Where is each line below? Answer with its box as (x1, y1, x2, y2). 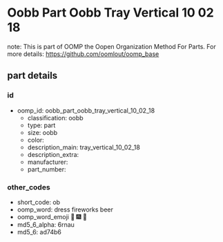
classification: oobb (27, 113, 84, 122)
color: (27, 136, 45, 144)
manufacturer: (27, 158, 68, 166)
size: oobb (27, 128, 57, 136)
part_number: (27, 165, 66, 174)
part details (7, 70, 58, 82)
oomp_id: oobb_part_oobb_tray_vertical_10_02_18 (17, 106, 155, 115)
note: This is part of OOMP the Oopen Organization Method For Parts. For (7, 42, 216, 50)
